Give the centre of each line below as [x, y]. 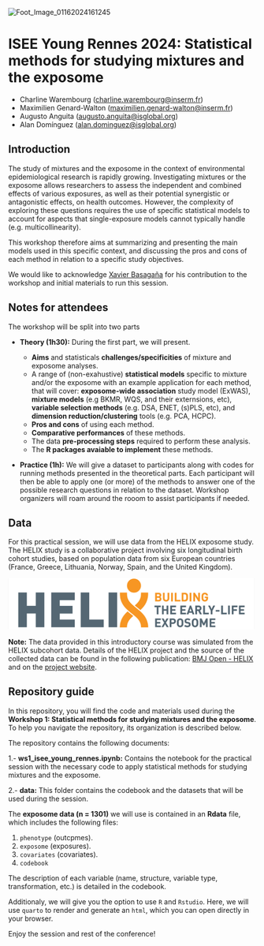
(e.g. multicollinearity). [45, 227]
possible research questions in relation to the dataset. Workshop [125, 490]
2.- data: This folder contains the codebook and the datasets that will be [126, 790]
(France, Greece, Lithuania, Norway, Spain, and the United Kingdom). [121, 567]
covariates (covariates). [59, 854]
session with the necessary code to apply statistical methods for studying [128, 766]
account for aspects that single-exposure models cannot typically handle [127, 219]
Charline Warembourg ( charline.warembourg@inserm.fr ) [111, 99]
